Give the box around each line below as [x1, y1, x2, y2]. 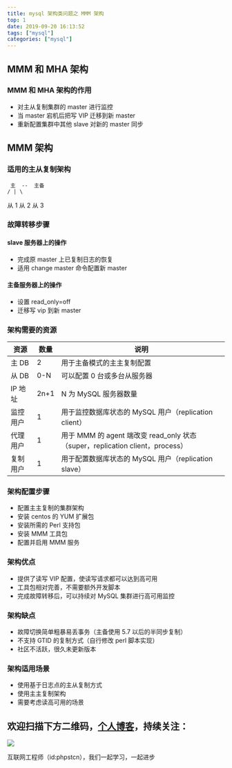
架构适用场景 [7, 664, 50, 673]
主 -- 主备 [10, 182, 45, 189]
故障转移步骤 [7, 220, 50, 230]
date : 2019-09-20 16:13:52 [7, 23, 85, 30]
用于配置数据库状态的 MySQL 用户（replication [61, 454, 213, 464]
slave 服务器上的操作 [7, 238, 67, 247]
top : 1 [7, 17, 26, 24]
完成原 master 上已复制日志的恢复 [17, 255, 114, 263]
